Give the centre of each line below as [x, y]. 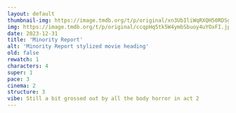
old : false [23, 53]
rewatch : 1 [23, 60]
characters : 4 [28, 66]
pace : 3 [19, 79]
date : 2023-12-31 [33, 33]
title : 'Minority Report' [45, 40]
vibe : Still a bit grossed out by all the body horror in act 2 [103, 99]
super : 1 [20, 72]
